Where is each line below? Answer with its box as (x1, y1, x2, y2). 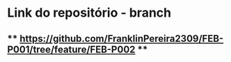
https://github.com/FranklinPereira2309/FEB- (19, 33, 224, 45)
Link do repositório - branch (7, 5, 172, 21)
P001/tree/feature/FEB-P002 (7, 43, 136, 55)
